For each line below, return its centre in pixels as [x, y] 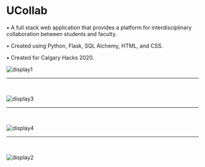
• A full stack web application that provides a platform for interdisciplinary [99, 27]
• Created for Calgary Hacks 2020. [50, 57]
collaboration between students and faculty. [62, 34]
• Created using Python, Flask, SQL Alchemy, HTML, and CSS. [85, 46]
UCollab [27, 11]
